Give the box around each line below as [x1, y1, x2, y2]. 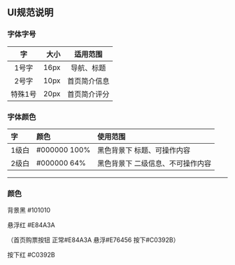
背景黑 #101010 [7, 206, 51, 215]
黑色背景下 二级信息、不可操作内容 [97, 158, 212, 168]
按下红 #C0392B [7, 251, 55, 259]
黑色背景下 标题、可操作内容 [97, 145, 191, 155]
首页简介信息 [67, 76, 110, 86]
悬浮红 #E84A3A [7, 221, 55, 229]
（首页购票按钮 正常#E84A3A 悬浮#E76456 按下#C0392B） [7, 236, 180, 244]
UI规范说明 [7, 6, 54, 19]
